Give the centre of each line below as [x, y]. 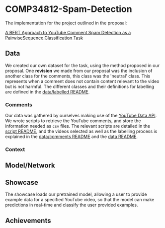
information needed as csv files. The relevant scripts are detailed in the [78, 126]
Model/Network [30, 166]
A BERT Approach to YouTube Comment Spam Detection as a [68, 32]
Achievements [28, 220]
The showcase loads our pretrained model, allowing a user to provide [76, 194]
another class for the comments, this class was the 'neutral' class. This [78, 76]
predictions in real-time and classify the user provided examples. [72, 205]
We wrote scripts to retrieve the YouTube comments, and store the [73, 121]
